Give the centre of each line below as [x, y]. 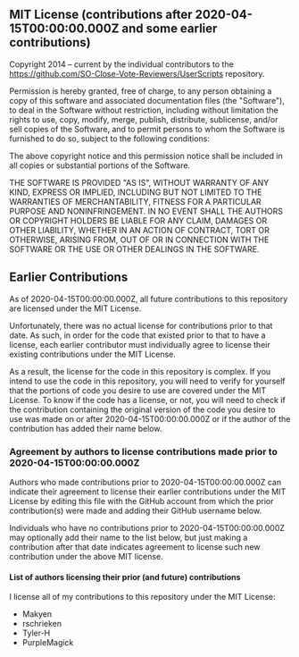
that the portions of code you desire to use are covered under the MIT [138, 390]
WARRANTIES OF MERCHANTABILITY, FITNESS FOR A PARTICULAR [135, 201]
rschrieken [42, 624]
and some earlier [170, 29]
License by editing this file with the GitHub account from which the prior [141, 501]
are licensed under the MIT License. [75, 308]
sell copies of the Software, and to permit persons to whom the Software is [147, 129]
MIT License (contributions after [101, 15]
